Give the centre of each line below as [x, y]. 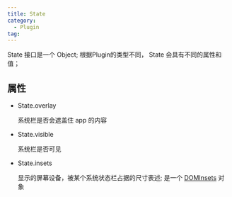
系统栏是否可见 [39, 149]
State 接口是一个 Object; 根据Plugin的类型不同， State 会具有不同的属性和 [115, 55]
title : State [27, 14]
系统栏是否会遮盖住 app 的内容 [62, 120]
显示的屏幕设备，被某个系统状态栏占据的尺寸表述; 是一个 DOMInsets [117, 178]
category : [22, 21]
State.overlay [37, 106]
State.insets [35, 163]
